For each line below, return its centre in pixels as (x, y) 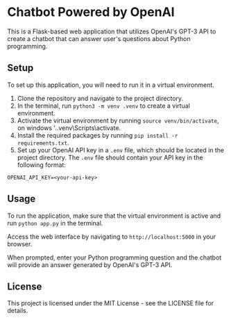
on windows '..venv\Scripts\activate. (69, 128)
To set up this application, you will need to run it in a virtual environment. (111, 85)
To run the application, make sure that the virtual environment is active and (114, 216)
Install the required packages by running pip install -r (97, 135)
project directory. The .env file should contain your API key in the (110, 157)
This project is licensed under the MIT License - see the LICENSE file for (110, 303)
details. (18, 311)
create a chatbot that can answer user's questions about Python (99, 38)
